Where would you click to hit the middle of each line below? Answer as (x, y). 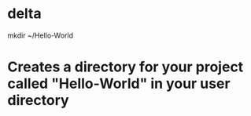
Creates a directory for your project (125, 67)
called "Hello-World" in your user (119, 84)
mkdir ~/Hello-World (41, 35)
